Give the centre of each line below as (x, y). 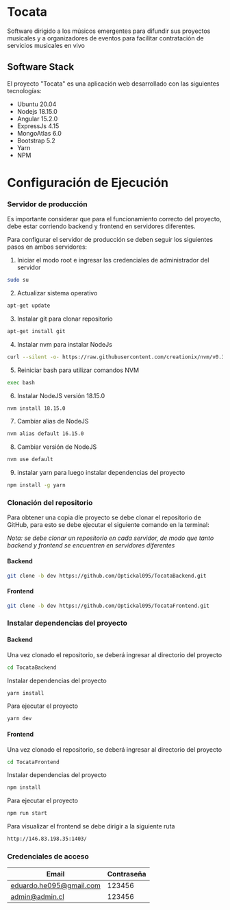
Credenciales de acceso (48, 856)
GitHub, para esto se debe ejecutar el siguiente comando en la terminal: (108, 525)
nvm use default (30, 460)
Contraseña (127, 874)
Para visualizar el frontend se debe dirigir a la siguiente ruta (91, 826)
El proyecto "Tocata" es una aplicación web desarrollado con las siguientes (113, 84)
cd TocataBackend (32, 667)
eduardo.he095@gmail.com (55, 886)
